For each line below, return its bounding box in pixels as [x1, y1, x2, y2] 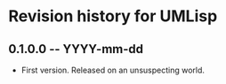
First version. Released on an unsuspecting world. [20, 65, 206, 75]
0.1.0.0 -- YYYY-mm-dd [8, 42, 144, 57]
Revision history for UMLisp [8, 6, 218, 27]
